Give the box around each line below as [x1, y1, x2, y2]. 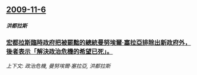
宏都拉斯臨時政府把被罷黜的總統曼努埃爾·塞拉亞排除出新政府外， [6, 39, 192, 47]
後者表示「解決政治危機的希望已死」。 [6, 48, 113, 56]
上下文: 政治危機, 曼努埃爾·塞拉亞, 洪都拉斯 [6, 62, 111, 69]
